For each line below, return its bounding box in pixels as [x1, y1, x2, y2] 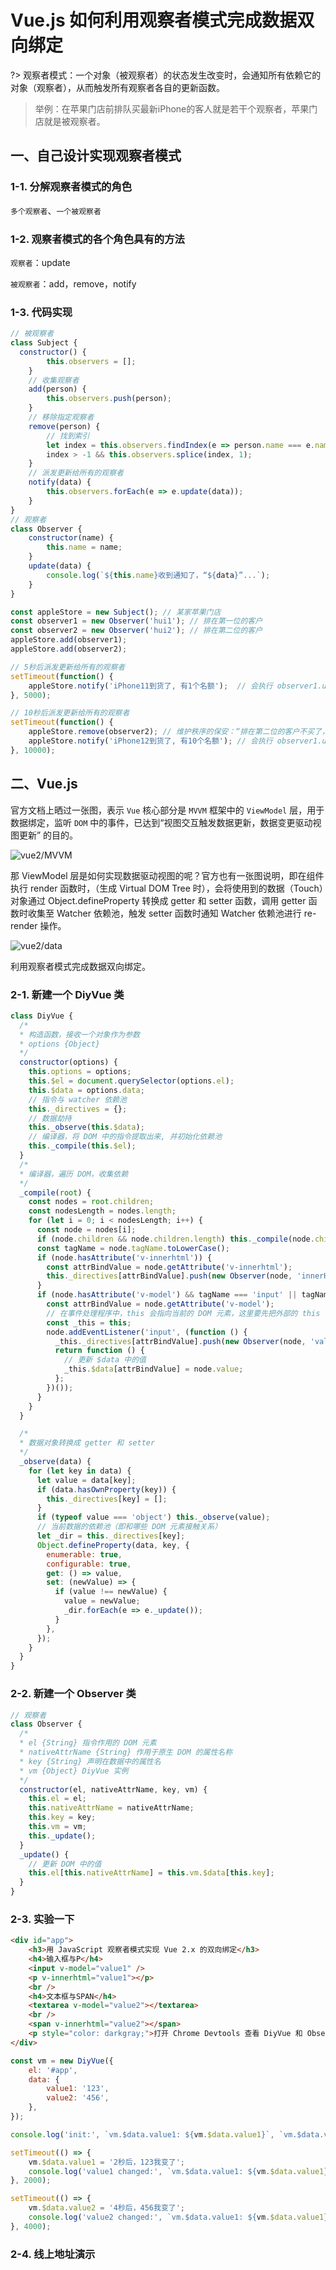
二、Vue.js [10, 776, 78, 793]
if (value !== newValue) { [54, 1587, 168, 1597]
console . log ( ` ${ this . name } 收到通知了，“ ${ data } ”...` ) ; [46, 570, 271, 580]
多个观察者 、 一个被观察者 [10, 204, 102, 216]
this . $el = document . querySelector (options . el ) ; [28, 1076, 235, 1086]
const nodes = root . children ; [28, 1197, 155, 1207]
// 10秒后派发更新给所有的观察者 [10, 708, 130, 718]
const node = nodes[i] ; [36, 1225, 137, 1235]
